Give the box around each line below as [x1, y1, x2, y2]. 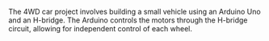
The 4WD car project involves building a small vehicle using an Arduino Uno [8, 7, 261, 16]
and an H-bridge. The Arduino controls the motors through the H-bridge [8, 15, 248, 25]
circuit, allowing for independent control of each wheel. [8, 24, 192, 33]
